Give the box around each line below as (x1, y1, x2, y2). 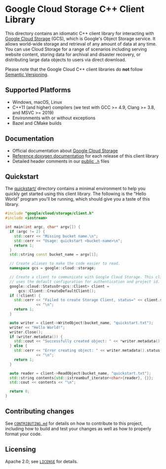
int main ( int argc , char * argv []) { (5, 224, 81, 230)
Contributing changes (5, 407, 74, 416)
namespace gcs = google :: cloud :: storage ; (9, 266, 96, 271)
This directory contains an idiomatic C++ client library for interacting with (5, 30, 154, 36)
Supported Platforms (5, 86, 71, 95)
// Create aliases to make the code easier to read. (9, 261, 121, 266)
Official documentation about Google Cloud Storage (12, 148, 118, 154)
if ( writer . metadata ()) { (9, 334, 63, 339)
